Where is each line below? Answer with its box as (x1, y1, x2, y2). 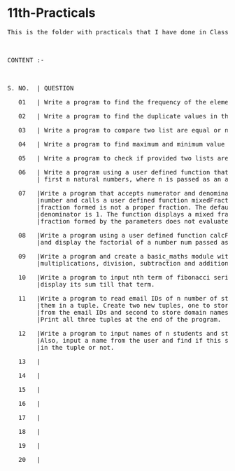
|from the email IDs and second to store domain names (36, 308, 229, 316)
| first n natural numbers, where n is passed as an (36, 175, 222, 183)
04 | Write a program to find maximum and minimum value (18, 140, 225, 148)
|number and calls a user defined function (36, 196, 189, 204)
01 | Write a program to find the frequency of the (18, 98, 207, 106)
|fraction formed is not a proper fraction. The (36, 203, 207, 211)
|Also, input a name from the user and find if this (36, 336, 222, 344)
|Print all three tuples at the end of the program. (36, 315, 222, 323)
